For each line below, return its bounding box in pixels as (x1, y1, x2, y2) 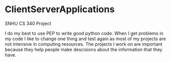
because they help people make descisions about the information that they (5, 46, 162, 52)
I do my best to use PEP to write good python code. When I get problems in (5, 30, 164, 36)
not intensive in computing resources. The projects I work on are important (5, 41, 163, 47)
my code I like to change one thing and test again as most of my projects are (5, 36, 166, 42)
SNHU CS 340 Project (5, 20, 52, 26)
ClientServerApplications (5, 4, 115, 15)
